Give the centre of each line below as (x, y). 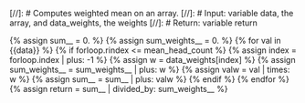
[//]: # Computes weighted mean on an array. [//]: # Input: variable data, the (152, 13)
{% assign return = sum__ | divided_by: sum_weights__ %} (119, 89)
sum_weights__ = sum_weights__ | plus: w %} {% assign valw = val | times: (150, 69)
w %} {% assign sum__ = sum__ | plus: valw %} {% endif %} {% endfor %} (149, 79)
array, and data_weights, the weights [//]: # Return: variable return (134, 23)
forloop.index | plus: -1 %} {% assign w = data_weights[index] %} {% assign (152, 60)
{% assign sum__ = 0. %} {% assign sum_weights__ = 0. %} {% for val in (145, 41)
